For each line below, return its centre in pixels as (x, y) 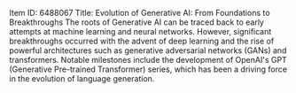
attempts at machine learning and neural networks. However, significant (140, 31)
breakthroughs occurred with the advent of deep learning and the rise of (142, 41)
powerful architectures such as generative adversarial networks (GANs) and (148, 50)
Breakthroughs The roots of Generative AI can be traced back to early (136, 22)
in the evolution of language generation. (82, 78)
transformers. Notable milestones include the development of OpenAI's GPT (148, 60)
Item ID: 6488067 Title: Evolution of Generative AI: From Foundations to (140, 13)
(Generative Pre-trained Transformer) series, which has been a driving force (148, 69)
